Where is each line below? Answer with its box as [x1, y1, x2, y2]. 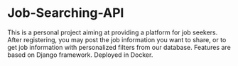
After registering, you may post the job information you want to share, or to [7, 35, 227, 44]
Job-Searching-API [7, 5, 124, 21]
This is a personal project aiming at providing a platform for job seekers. [7, 28, 218, 37]
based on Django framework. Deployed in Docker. [7, 51, 153, 59]
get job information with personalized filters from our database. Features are [7, 43, 231, 51]
